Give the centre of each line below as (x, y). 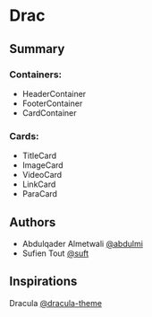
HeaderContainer (54, 93)
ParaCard (40, 194)
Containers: (36, 75)
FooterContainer (52, 103)
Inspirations (43, 282)
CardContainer (49, 112)
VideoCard (42, 175)
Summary (37, 49)
